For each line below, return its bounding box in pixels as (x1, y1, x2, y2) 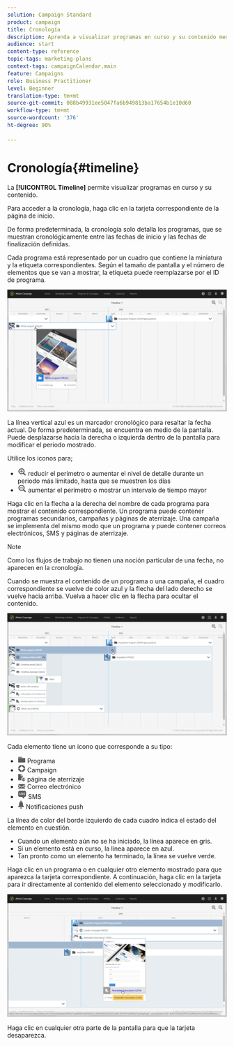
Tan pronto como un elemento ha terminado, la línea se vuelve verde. (17, 852, 217, 860)
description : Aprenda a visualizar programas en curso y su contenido (7, 33, 217, 40)
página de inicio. (7, 211, 55, 220)
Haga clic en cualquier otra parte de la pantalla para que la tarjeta (7, 1024, 196, 1032)
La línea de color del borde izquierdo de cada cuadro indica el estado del (7, 816, 217, 825)
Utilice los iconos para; (7, 454, 73, 463)
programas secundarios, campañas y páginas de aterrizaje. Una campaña (7, 514, 219, 523)
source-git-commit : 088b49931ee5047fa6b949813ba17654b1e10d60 (7, 100, 192, 107)
